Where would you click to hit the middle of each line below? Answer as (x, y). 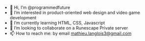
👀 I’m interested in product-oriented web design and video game (75, 13)
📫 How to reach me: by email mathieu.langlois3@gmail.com (71, 33)
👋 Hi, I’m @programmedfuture (40, 7)
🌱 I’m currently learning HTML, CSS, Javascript (57, 23)
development (23, 18)
